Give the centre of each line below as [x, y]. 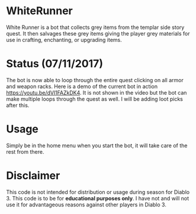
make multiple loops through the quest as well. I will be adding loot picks [95, 99]
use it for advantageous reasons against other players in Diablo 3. [86, 205]
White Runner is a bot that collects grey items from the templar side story [95, 27]
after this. [18, 105]
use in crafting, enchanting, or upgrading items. [64, 40]
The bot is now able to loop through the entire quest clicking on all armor [95, 80]
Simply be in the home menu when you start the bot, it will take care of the [97, 145]
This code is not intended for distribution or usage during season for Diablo [98, 192]
